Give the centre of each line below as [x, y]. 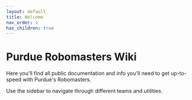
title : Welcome [25, 17]
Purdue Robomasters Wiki [71, 57]
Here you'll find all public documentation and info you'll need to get [88, 74]
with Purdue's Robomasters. [57, 79]
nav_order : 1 [22, 22]
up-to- [179, 74]
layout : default [26, 11]
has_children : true [30, 28]
